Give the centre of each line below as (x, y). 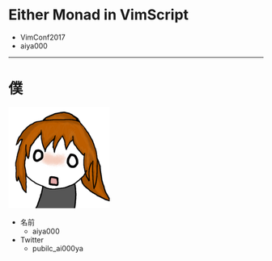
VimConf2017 (43, 37)
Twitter (32, 239)
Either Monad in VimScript (98, 15)
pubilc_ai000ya (57, 248)
